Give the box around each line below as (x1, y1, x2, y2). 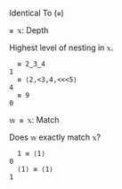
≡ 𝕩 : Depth (9, 25, 49, 35)
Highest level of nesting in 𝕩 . (9, 42, 114, 53)
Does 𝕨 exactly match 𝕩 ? (9, 132, 101, 142)
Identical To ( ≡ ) (9, 8, 64, 18)
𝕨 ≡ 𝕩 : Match (9, 115, 60, 125)
